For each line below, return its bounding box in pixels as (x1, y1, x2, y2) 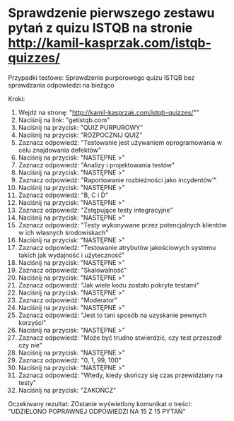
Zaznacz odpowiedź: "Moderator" (18, 295, 117, 304)
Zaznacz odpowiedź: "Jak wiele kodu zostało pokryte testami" (18, 280, 200, 289)
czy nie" (18, 340, 43, 349)
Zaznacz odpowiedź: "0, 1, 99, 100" (18, 355, 122, 364)
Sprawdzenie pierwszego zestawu (8, 5, 215, 21)
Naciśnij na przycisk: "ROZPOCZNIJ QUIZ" (18, 131, 143, 139)
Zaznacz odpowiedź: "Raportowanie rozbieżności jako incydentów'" (18, 175, 217, 184)
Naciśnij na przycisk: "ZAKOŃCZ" (18, 386, 117, 394)
